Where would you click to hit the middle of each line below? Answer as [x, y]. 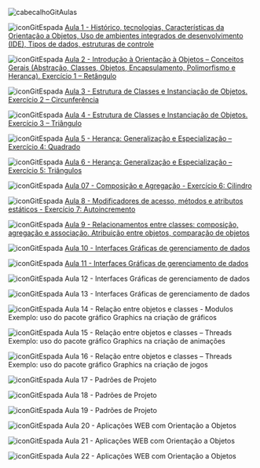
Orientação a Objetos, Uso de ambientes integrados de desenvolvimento [126, 36]
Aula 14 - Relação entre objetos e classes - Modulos [149, 309]
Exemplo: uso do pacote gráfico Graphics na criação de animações [117, 341]
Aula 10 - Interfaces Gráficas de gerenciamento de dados [157, 248]
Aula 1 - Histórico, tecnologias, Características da [145, 27]
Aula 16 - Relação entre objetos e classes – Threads [148, 356]
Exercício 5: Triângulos [45, 170]
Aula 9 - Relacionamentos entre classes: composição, [152, 225]
